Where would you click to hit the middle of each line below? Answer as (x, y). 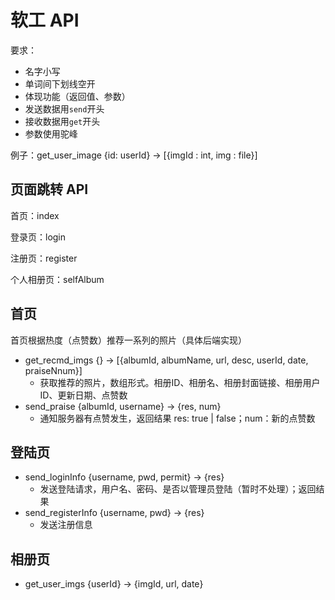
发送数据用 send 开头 (64, 108)
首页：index (35, 215)
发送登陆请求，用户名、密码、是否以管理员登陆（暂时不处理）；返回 (178, 489)
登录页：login (38, 237)
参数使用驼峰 (51, 133)
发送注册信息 (66, 525)
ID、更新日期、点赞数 (83, 395)
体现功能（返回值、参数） (77, 96)
